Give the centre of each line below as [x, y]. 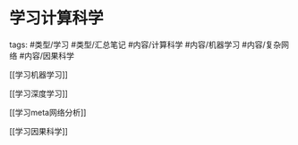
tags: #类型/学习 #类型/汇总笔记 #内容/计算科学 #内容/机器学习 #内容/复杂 [145, 44]
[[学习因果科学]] [39, 131]
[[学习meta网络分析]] [48, 112]
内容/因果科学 [49, 55]
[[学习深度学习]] [39, 93]
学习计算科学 [57, 18]
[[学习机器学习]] [39, 74]
